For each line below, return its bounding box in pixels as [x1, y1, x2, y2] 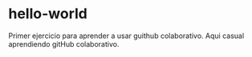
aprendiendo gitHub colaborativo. [8, 39, 120, 48]
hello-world [8, 5, 88, 23]
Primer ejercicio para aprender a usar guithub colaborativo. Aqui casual [8, 31, 245, 40]
